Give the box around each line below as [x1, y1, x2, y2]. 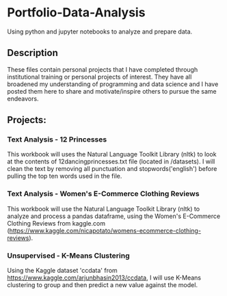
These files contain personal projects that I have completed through [7, 65, 198, 73]
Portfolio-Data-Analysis [7, 5, 146, 21]
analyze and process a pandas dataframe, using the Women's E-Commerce [7, 212, 221, 220]
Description [7, 47, 58, 59]
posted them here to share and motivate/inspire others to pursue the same [7, 87, 217, 95]
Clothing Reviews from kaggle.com [7, 219, 106, 227]
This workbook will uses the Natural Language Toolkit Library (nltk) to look [7, 150, 217, 159]
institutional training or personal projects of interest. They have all [7, 72, 192, 81]
